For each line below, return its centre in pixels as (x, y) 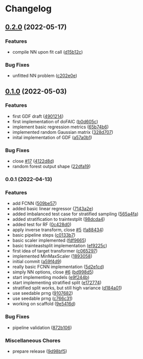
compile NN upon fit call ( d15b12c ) (48, 52)
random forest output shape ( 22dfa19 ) (51, 167)
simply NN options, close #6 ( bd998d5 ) (53, 272)
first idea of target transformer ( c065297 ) (55, 251)
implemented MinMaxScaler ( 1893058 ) (52, 256)
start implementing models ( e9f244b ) (51, 277)
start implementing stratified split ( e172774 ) (57, 283)
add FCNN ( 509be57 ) (35, 203)
